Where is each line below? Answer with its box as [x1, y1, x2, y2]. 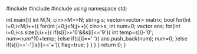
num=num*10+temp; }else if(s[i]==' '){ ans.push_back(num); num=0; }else [6, 35, 188, 42]
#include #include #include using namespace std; [6, 5, 127, 12]
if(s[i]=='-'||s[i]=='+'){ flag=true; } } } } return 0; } [6, 41, 126, 48]
